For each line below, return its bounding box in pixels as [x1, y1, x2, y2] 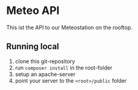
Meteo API [6, 4, 60, 18]
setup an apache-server [15, 71, 76, 78]
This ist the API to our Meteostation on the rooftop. [6, 24, 133, 31]
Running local [6, 41, 59, 52]
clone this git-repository [15, 57, 76, 64]
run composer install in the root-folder [15, 64, 113, 71]
